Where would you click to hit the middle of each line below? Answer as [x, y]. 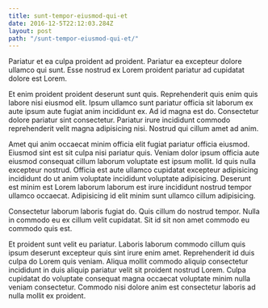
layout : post [30, 31]
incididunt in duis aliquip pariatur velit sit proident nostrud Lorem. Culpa [127, 270]
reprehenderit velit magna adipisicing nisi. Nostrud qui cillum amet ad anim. [134, 129]
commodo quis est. [40, 229]
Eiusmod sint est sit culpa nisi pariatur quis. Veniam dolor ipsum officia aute [134, 153]
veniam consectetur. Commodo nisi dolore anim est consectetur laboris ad [132, 287]
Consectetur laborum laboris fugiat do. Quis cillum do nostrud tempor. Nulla [134, 212]
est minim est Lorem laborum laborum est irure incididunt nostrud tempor [130, 188]
